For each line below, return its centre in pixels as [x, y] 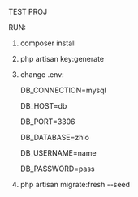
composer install [48, 43]
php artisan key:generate [62, 59]
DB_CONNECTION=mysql [63, 90]
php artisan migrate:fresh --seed [75, 184]
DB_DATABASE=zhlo [54, 137]
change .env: [42, 75]
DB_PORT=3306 [47, 122]
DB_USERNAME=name [58, 153]
